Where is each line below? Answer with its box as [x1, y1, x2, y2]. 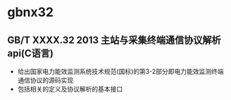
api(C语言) [7, 47, 54, 59]
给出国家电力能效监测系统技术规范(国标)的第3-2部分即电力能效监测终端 [17, 68, 224, 75]
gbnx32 [7, 4, 54, 20]
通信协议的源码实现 [17, 76, 74, 85]
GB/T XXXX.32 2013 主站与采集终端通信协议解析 [7, 34, 222, 46]
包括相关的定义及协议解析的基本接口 [17, 85, 123, 93]
